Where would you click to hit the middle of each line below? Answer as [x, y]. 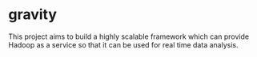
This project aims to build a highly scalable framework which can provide [129, 36]
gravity [33, 15]
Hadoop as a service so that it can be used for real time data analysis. [123, 44]
